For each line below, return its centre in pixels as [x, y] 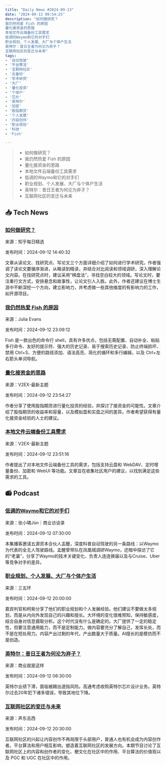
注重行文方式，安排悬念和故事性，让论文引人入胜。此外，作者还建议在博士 [81, 281]
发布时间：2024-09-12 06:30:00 [38, 676]
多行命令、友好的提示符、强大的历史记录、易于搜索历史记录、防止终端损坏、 [83, 346]
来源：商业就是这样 [25, 666]
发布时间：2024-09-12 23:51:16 [37, 454]
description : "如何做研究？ [32, 19]
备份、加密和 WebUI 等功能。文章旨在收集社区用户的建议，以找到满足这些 [84, 470]
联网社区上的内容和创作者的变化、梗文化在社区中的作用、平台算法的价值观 [81, 752]
